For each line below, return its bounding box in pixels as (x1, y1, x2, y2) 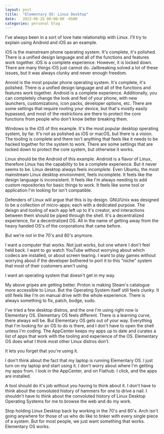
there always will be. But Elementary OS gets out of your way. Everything (5, 318, 152, 323)
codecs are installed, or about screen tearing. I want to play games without (5, 253, 156, 259)
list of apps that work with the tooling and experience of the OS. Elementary (5, 333, 158, 339)
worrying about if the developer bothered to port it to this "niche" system (5, 258, 152, 263)
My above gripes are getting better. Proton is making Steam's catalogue (5, 282, 150, 288)
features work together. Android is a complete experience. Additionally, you (5, 90, 158, 96)
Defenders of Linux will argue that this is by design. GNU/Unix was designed (5, 197, 159, 203)
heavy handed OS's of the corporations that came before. (5, 223, 121, 229)
